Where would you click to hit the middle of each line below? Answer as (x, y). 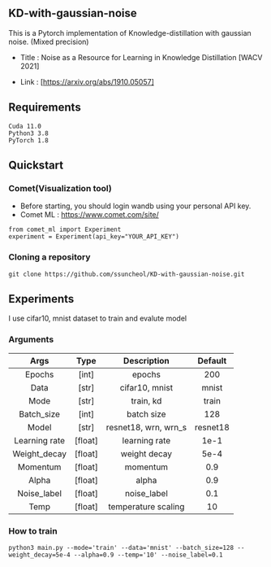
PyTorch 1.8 (28, 140)
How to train (33, 530)
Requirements (45, 108)
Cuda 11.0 (25, 126)
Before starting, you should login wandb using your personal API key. (135, 206)
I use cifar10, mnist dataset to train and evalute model (98, 318)
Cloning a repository (49, 257)
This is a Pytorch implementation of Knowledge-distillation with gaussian (130, 33)
